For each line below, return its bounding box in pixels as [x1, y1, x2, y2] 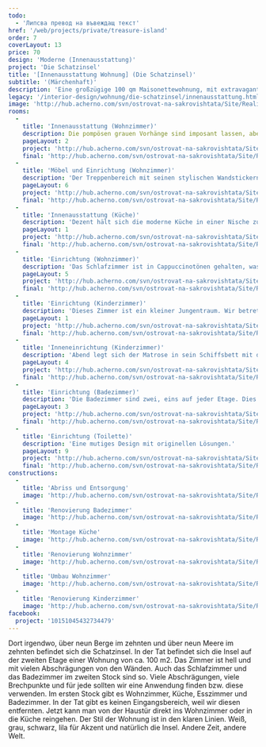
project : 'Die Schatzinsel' [8, 64, 101, 71]
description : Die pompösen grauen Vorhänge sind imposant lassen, [22, 129, 246, 137]
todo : [8, 11, 26, 20]
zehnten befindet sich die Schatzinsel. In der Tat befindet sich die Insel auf [8, 647, 252, 657]
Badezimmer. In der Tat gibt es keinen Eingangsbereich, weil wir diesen [8, 698, 241, 707]
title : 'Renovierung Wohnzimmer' [22, 550, 133, 558]
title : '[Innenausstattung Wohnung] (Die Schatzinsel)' [8, 71, 196, 79]
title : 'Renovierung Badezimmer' [22, 506, 133, 514]
